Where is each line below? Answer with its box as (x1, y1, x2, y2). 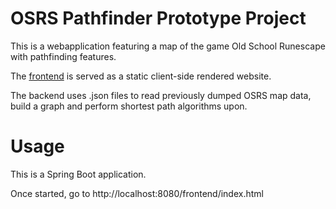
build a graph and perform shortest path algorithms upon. (10, 100, 248, 112)
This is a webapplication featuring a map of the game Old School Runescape (10, 40, 326, 52)
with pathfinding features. (10, 50, 117, 62)
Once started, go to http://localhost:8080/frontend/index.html (10, 187, 264, 199)
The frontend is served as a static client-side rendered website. (10, 70, 272, 82)
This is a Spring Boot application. (10, 168, 147, 180)
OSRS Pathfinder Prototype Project (10, 7, 307, 30)
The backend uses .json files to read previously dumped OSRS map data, (10, 89, 312, 101)
